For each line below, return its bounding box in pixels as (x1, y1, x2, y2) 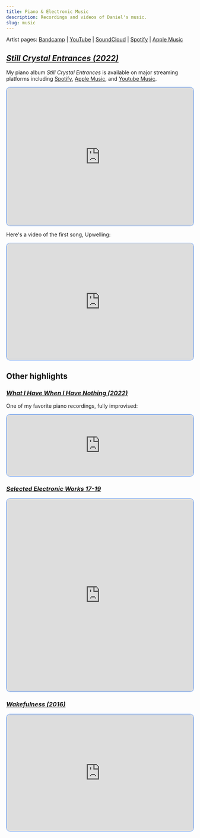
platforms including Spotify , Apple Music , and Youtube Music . (6, 75, 157, 82)
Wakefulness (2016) (6, 700, 66, 709)
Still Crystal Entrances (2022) (6, 53, 119, 63)
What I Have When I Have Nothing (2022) (6, 389, 128, 397)
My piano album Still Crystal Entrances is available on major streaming (6, 69, 179, 76)
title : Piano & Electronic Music (6, 8, 89, 15)
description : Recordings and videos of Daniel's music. (6, 14, 147, 20)
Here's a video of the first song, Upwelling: (6, 231, 111, 238)
